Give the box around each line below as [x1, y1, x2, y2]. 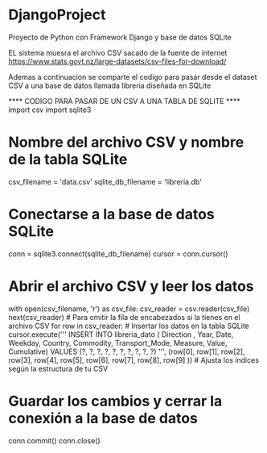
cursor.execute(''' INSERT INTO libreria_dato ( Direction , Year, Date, [8, 329, 234, 339]
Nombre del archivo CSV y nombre [8, 133, 244, 152]
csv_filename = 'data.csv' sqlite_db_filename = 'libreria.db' [8, 177, 203, 186]
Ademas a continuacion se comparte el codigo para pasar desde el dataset [8, 72, 257, 81]
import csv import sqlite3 [8, 105, 92, 114]
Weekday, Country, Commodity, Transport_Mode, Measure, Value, [8, 338, 228, 347]
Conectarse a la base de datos [8, 206, 215, 223]
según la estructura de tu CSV [8, 364, 109, 373]
